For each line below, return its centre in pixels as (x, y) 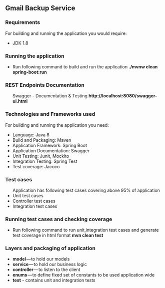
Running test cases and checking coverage (59, 219)
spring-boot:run (30, 72)
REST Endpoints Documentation (45, 85)
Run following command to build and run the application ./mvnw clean (85, 66)
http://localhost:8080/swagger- (123, 96)
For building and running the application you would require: (66, 33)
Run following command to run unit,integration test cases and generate (85, 230)
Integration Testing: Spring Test (45, 161)
